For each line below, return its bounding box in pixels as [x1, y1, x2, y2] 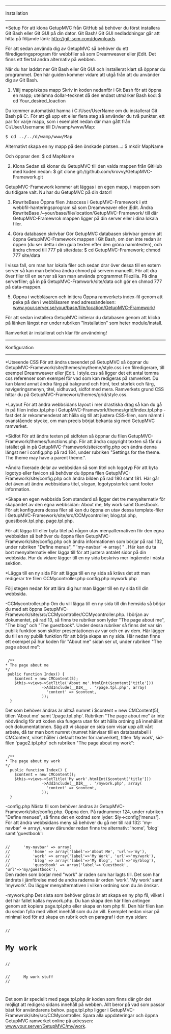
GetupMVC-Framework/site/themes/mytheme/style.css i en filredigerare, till [5, 365, 164, 370]
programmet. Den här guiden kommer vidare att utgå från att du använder [5, 72, 160, 77]
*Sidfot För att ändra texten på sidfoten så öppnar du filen [5, 433, 127, 439]
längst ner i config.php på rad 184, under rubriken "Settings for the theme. [5, 449, 161, 455]
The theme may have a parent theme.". [5, 455, 87, 460]
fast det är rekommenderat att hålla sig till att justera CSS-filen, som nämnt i [5, 412, 164, 418]
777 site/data [12, 252, 41, 258]
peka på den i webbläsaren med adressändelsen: [12, 299, 116, 305]
